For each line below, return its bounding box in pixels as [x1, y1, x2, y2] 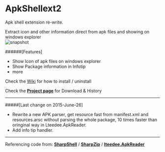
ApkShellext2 [5, 3, 62, 14]
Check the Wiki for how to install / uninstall [5, 78, 92, 84]
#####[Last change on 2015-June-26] [5, 102, 83, 108]
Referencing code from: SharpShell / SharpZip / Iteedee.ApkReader [5, 141, 145, 147]
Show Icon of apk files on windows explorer [12, 58, 101, 64]
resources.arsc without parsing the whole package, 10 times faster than [12, 117, 158, 122]
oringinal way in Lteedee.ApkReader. [12, 122, 87, 128]
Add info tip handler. [12, 127, 54, 133]
